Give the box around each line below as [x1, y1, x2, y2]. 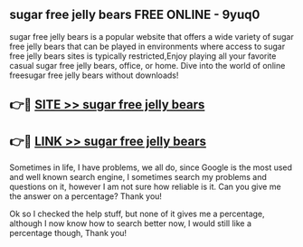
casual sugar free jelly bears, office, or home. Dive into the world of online [9, 60, 286, 71]
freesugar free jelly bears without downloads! [9, 70, 179, 81]
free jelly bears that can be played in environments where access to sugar [9, 41, 286, 52]
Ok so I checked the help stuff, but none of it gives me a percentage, [9, 208, 265, 220]
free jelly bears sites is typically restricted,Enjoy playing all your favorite [9, 50, 277, 62]
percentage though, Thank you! [9, 228, 128, 239]
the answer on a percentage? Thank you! [9, 191, 163, 202]
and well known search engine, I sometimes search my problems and [9, 172, 267, 183]
